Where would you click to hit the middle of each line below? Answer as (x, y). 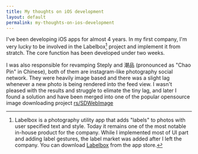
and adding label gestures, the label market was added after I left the (98, 139)
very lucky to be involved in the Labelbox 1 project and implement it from (93, 46)
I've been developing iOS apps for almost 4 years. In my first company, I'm (97, 40)
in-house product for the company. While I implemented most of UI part (101, 133)
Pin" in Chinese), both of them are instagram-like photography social (90, 72)
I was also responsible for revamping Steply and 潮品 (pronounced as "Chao (99, 65)
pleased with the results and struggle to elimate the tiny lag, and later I (91, 91)
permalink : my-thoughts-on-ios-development (60, 22)
